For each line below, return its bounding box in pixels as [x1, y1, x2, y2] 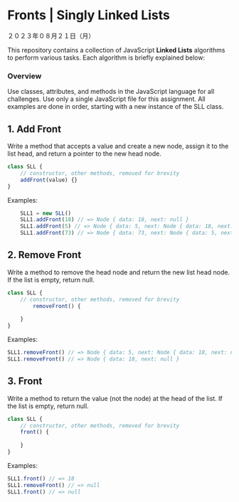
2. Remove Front [7, 249, 82, 261]
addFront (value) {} [20, 176, 78, 183]
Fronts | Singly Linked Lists [7, 7, 171, 23]
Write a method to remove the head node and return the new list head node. [7, 267, 230, 277]
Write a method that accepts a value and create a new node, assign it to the [7, 142, 229, 151]
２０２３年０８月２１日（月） [7, 31, 95, 40]
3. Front [7, 375, 43, 388]
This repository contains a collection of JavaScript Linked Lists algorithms [7, 46, 225, 54]
